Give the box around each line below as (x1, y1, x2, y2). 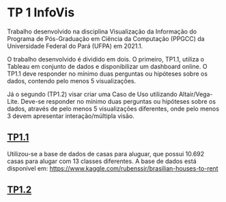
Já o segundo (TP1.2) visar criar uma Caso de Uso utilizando (7, 90, 178, 98)
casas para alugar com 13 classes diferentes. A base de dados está (7, 157, 197, 165)
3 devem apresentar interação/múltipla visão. (7, 111, 135, 120)
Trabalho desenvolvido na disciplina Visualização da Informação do (7, 27, 197, 35)
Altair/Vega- (178, 90, 213, 98)
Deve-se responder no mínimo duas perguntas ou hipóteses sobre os (20, 97, 216, 105)
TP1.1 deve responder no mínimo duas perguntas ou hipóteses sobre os (7, 70, 208, 78)
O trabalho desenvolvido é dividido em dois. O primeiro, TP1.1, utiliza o (7, 55, 205, 63)
